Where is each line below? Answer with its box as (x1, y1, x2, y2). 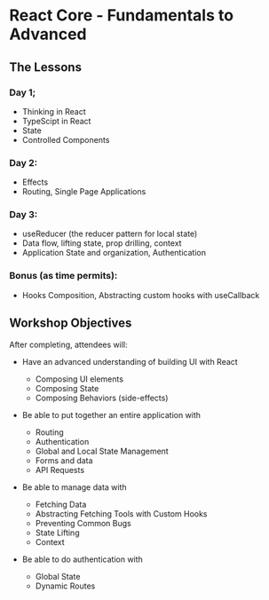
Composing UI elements (35, 374, 124, 384)
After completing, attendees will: (9, 339, 128, 350)
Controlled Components (21, 134, 110, 145)
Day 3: (9, 209, 38, 221)
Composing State (35, 383, 99, 393)
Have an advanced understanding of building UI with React (21, 356, 238, 367)
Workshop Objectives (9, 316, 132, 331)
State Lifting (35, 527, 80, 538)
